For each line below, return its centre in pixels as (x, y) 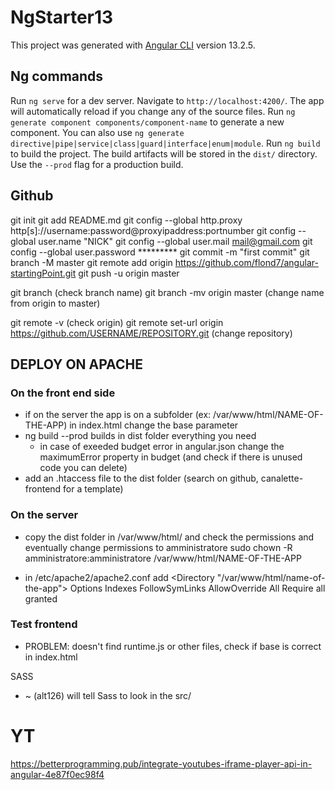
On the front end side (63, 393)
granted (41, 598)
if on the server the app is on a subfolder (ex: (118, 415)
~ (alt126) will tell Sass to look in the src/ (108, 695)
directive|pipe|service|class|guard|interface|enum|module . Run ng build (165, 143)
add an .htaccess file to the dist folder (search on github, (141, 478)
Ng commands (57, 76)
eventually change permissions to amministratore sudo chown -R (158, 547)
